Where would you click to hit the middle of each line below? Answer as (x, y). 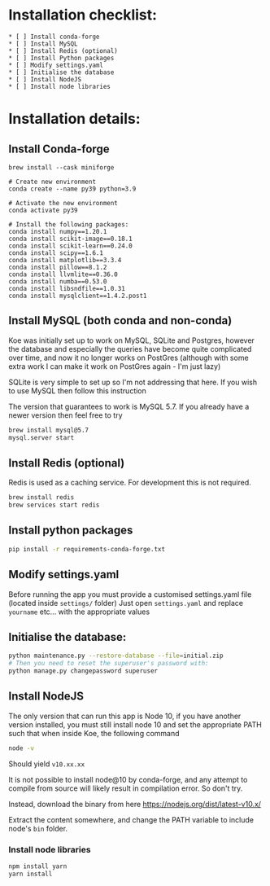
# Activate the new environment (63, 203)
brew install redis (41, 498)
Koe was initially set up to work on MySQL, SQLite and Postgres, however (131, 340)
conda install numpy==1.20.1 (58, 231)
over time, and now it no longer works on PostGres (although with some (129, 357)
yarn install (30, 874)
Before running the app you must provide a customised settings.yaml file (130, 594)
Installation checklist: (83, 15)
